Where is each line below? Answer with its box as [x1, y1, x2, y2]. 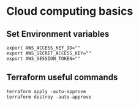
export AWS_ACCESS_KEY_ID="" [6, 45, 81, 51]
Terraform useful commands [6, 72, 118, 83]
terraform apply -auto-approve [6, 88, 86, 94]
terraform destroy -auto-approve [6, 94, 92, 100]
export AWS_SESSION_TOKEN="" [6, 56, 81, 62]
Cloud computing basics [6, 4, 133, 18]
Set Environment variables [6, 29, 110, 39]
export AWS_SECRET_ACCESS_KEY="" [6, 50, 92, 56]
